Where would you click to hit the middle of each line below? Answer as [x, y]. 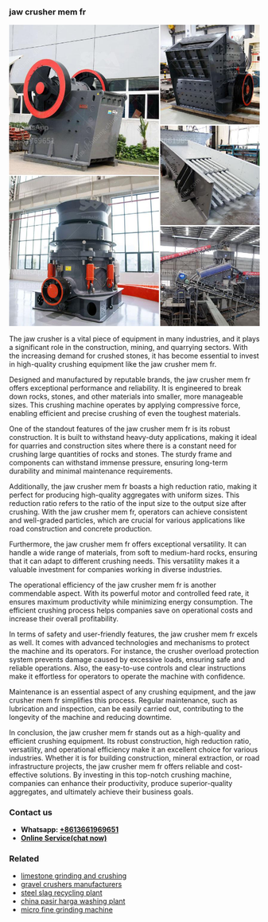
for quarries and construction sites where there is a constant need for [123, 445]
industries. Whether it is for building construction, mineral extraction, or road [134, 757]
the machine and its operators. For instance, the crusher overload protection [134, 651]
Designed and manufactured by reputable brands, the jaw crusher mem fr [130, 379]
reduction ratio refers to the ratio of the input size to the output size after [128, 503]
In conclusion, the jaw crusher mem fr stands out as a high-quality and [125, 732]
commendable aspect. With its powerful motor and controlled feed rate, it [129, 593]
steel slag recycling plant [61, 893]
